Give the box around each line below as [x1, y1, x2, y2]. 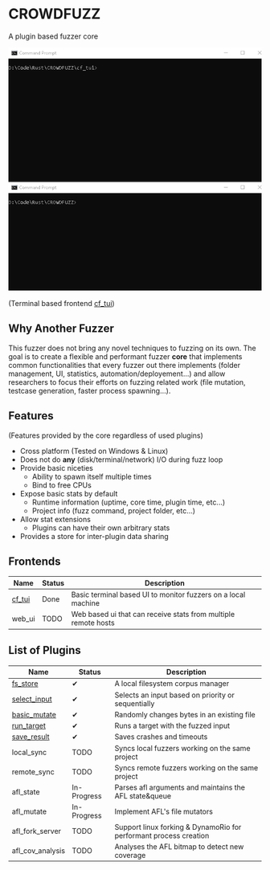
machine [71, 598, 100, 608]
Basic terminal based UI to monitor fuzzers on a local [71, 590, 246, 599]
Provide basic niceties [19, 463, 94, 472]
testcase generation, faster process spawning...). [8, 386, 171, 395]
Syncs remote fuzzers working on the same [114, 762, 259, 772]
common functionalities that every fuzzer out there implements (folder [8, 360, 241, 370]
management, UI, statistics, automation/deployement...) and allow [8, 369, 226, 378]
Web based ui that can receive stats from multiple [71, 610, 235, 619]
